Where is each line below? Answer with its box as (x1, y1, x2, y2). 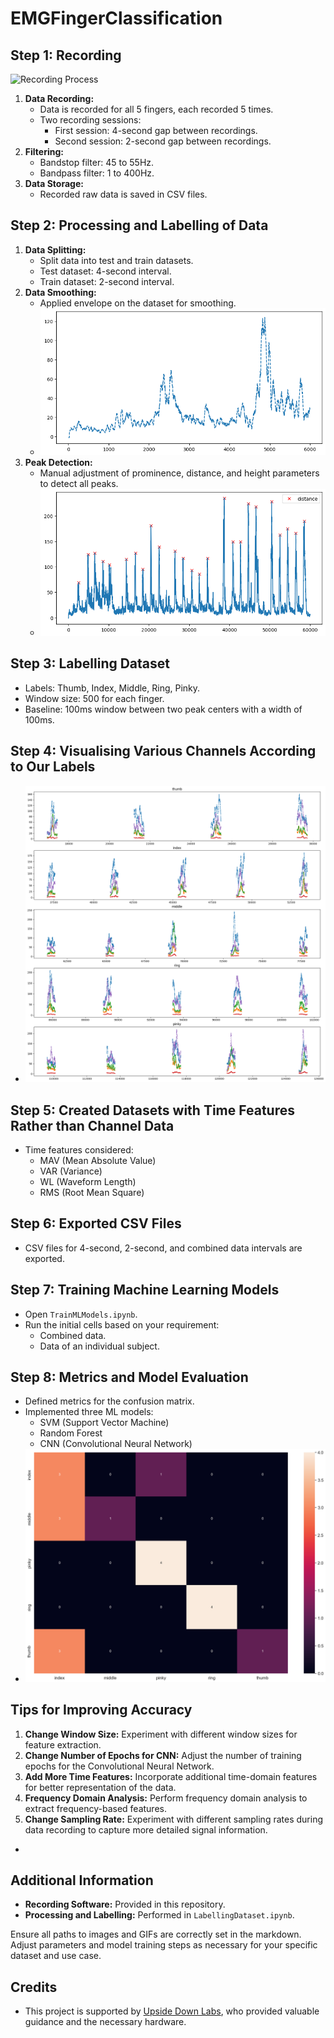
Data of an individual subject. (39, 1340, 160, 1352)
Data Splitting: (24, 243, 87, 256)
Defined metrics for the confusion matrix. (24, 1395, 195, 1407)
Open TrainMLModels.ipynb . (24, 1308, 138, 1320)
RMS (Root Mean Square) (39, 1186, 145, 1198)
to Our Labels (10, 758, 96, 776)
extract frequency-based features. (24, 1802, 167, 1814)
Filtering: (24, 146, 64, 157)
